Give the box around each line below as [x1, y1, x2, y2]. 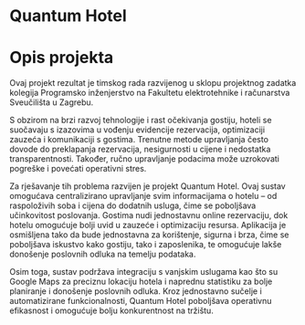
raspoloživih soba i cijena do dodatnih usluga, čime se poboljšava [9, 200, 257, 211]
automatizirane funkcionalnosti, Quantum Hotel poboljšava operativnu [9, 296, 272, 307]
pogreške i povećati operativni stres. [9, 163, 147, 174]
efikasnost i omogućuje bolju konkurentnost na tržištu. [9, 305, 215, 316]
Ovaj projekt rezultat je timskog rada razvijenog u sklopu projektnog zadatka [9, 78, 297, 89]
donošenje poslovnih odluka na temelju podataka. [9, 248, 196, 260]
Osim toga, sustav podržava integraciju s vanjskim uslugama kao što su [9, 267, 279, 278]
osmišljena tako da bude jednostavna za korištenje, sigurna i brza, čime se [9, 229, 289, 240]
